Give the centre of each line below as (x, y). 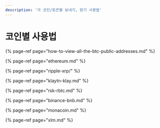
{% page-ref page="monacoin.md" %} (46, 110)
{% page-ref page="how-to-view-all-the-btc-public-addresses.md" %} (80, 51)
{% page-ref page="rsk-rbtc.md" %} (44, 90)
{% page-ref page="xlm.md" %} (39, 120)
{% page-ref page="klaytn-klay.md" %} (47, 81)
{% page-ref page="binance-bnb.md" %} (49, 100)
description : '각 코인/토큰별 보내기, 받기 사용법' (54, 10)
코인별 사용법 (31, 37)
